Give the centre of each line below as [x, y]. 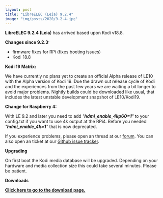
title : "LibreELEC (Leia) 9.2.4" [39, 14]
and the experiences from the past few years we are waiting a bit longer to [81, 87]
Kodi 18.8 [21, 57]
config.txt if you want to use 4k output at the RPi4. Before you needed [76, 122]
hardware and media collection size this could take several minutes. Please [81, 166]
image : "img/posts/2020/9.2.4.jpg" [41, 19]
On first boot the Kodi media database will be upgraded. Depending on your [82, 161]
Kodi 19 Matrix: [21, 66]
